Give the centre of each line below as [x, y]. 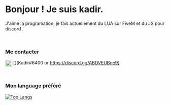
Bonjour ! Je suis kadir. [54, 9]
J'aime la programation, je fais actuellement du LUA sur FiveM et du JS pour [85, 23]
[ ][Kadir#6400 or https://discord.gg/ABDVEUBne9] [66, 63]
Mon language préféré [33, 86]
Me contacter [22, 52]
